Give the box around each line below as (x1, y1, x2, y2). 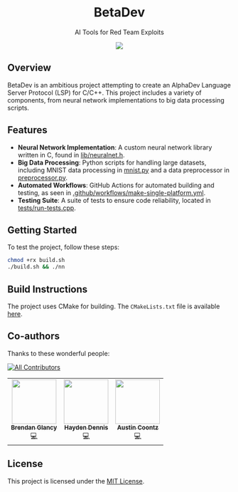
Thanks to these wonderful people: (7, 349, 110, 357)
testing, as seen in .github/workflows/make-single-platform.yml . (17, 188, 206, 197)
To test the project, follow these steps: (7, 243, 119, 251)
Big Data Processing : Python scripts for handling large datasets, (17, 158, 207, 167)
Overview (7, 62, 52, 74)
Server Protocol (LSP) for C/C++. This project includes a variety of (7, 88, 202, 97)
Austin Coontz (117, 423, 158, 431)
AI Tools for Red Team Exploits (74, 28, 165, 36)
